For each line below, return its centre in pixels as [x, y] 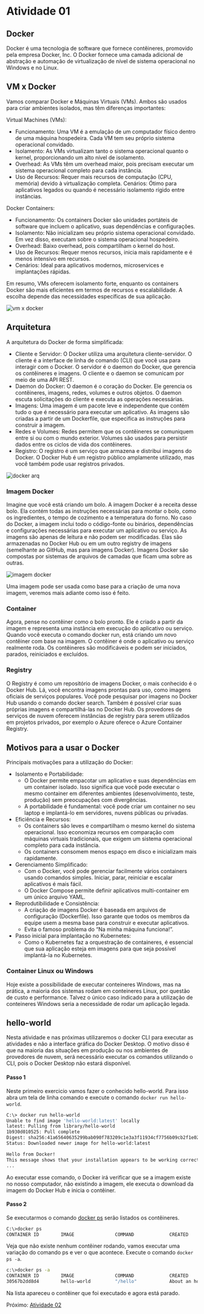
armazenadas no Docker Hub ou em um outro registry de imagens [89, 543]
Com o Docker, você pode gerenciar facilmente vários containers [106, 871]
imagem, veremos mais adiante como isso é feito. [68, 592]
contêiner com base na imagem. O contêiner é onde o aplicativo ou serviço [100, 641]
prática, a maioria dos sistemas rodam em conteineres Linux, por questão [98, 991]
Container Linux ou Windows [50, 971]
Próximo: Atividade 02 [34, 1305]
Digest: [16, 1138]
